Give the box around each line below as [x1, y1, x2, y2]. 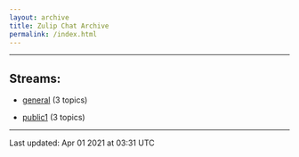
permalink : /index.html [9, 29, 98, 38]
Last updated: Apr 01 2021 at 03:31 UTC [9, 137, 155, 148]
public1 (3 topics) [21, 112, 86, 123]
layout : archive [9, 12, 69, 22]
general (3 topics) [21, 95, 88, 105]
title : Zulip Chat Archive [9, 21, 109, 30]
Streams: [9, 70, 61, 86]
